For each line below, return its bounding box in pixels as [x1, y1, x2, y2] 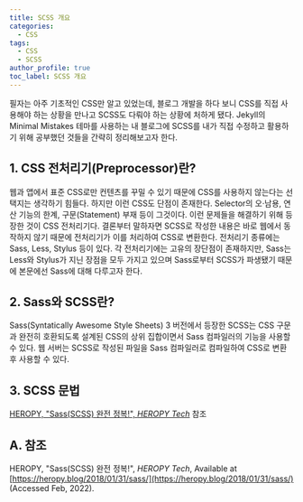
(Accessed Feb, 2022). [9, 483, 95, 493]
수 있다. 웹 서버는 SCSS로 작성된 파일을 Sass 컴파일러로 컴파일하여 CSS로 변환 [9, 342, 288, 353]
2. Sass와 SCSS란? [9, 294, 115, 310]
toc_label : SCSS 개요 [9, 72, 87, 81]
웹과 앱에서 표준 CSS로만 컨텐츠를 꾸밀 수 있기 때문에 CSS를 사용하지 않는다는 [9, 186, 284, 197]
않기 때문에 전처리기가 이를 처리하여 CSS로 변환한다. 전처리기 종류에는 [32, 231, 280, 242]
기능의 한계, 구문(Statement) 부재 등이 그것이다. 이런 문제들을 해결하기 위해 [18, 209, 284, 219]
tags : [9, 38, 30, 48]
